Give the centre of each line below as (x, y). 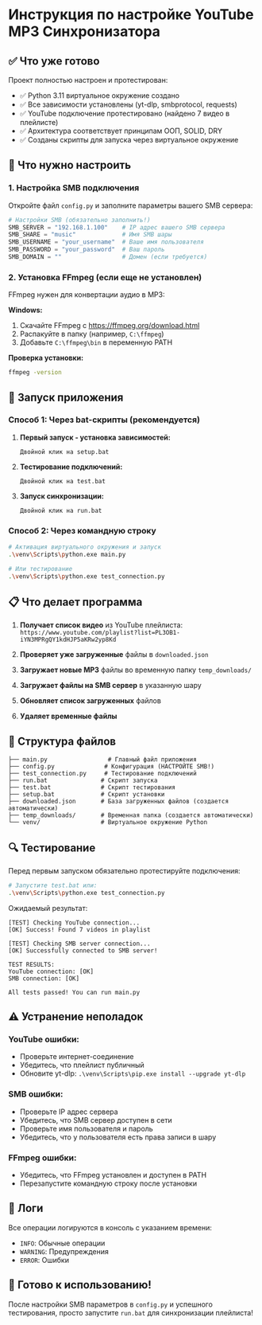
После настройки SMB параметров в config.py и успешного (110, 1304)
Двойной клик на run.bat (61, 510)
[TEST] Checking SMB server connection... (79, 944)
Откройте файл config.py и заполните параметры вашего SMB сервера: (131, 205)
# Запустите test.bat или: (53, 885)
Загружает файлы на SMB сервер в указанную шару (111, 686)
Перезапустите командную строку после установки (108, 1183)
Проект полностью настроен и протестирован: (88, 80)
